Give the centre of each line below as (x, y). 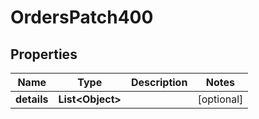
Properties (44, 54)
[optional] (220, 99)
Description (159, 82)
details (32, 99)
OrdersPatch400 (82, 17)
